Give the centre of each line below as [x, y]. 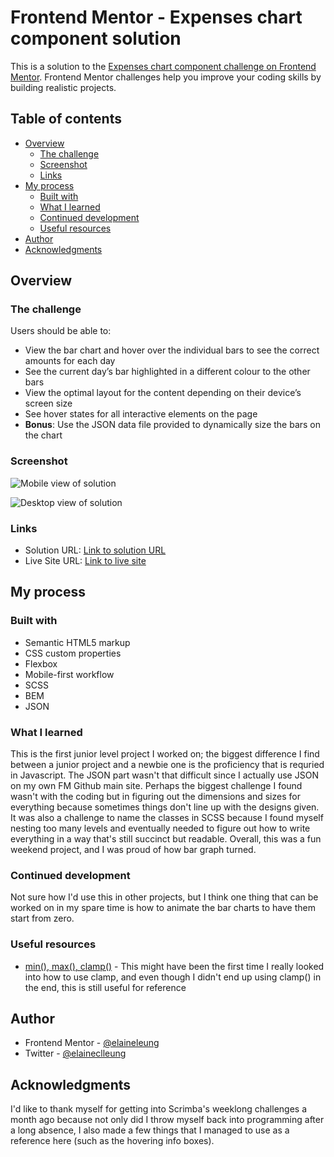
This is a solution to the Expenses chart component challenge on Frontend [163, 66]
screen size [48, 403]
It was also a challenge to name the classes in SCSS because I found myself [167, 818]
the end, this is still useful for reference [105, 987]
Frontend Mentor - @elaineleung [92, 1043]
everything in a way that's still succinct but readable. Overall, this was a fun [166, 839]
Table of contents [66, 119]
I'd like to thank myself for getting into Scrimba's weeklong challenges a [159, 1109]
